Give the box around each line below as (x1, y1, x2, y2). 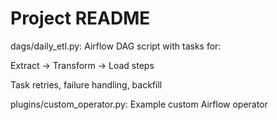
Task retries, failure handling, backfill (10, 78, 163, 91)
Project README (10, 7, 151, 30)
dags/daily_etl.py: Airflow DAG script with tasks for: (10, 40, 222, 52)
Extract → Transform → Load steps (10, 59, 155, 71)
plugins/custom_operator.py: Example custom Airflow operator (10, 98, 268, 110)
